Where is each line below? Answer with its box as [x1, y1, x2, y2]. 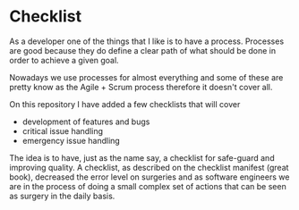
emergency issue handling [21, 135, 121, 146]
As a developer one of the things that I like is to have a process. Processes [9, 36, 285, 46]
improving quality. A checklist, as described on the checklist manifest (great [9, 162, 289, 172]
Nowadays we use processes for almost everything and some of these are [9, 71, 284, 82]
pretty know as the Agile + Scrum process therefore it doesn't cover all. [9, 81, 273, 92]
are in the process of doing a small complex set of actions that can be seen [9, 181, 286, 191]
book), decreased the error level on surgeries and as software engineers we [9, 172, 290, 182]
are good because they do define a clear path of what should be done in [9, 45, 276, 55]
